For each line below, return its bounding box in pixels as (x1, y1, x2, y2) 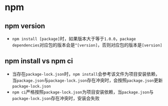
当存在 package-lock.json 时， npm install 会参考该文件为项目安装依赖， (12, 71, 160, 77)
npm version (5, 22, 46, 30)
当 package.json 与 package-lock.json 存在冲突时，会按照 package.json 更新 (12, 77, 163, 83)
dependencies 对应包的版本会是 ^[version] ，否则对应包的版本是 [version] (12, 42, 162, 48)
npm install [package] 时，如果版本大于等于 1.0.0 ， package (12, 36, 136, 41)
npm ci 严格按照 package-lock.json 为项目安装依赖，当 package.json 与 (12, 89, 154, 95)
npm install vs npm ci (5, 57, 73, 66)
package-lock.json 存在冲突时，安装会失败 (12, 95, 100, 101)
